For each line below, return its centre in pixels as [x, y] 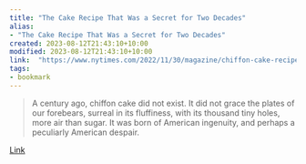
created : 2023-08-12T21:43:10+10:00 [79, 43]
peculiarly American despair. [85, 132]
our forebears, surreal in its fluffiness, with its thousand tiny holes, [156, 113]
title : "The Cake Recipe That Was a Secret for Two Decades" [128, 18]
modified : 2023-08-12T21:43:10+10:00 [81, 52]
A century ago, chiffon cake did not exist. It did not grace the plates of [163, 103]
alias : [22, 26]
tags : [20, 69]
